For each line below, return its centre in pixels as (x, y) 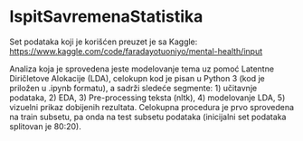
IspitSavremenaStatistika (106, 17)
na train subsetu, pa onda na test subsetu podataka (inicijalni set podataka (148, 117)
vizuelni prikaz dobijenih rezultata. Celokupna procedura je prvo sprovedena (152, 107)
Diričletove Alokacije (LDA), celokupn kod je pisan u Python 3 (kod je (137, 78)
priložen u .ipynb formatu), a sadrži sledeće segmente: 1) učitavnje (133, 88)
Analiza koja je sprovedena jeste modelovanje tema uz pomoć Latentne (142, 69)
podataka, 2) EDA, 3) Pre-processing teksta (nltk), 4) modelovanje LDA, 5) (147, 98)
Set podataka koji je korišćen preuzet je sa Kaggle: (104, 42)
